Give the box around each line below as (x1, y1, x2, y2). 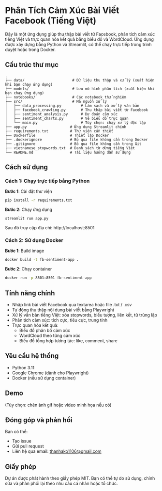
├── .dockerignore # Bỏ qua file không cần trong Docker (5, 137, 148, 142)
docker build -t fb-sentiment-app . (5, 257, 79, 262)
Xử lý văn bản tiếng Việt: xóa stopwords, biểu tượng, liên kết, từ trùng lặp (12, 312, 157, 318)
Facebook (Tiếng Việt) (5, 15, 97, 26)
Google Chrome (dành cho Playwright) (12, 370, 89, 376)
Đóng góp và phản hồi (5, 416, 73, 424)
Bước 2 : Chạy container (5, 266, 52, 272)
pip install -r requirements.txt (5, 198, 73, 203)
